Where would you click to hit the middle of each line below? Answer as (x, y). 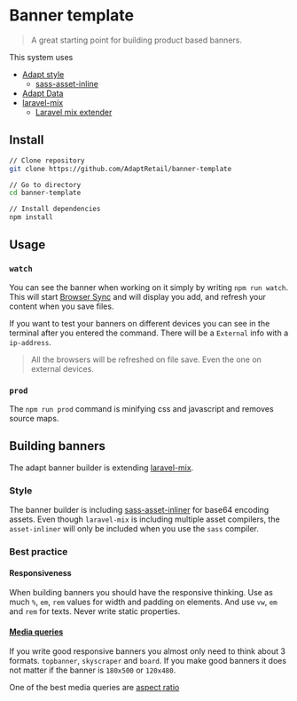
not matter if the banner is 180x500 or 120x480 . (93, 670)
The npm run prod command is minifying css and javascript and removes (141, 408)
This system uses (41, 57)
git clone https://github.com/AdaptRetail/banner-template (121, 169)
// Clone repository (47, 161)
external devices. (63, 368)
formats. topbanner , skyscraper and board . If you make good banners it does (148, 661)
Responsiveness (41, 572)
